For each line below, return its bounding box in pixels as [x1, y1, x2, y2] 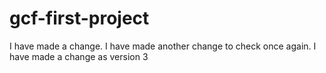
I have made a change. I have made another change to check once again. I [9, 40, 317, 52]
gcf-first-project [9, 7, 150, 30]
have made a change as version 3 [9, 50, 149, 62]
